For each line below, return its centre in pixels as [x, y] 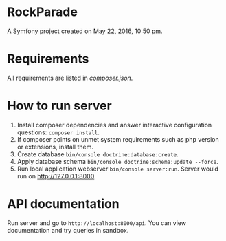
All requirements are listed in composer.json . [70, 78]
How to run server [59, 106]
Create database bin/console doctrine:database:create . [98, 154]
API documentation [64, 204]
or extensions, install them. [55, 147]
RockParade [42, 12]
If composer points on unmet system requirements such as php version [118, 139]
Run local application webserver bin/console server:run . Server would [117, 169]
